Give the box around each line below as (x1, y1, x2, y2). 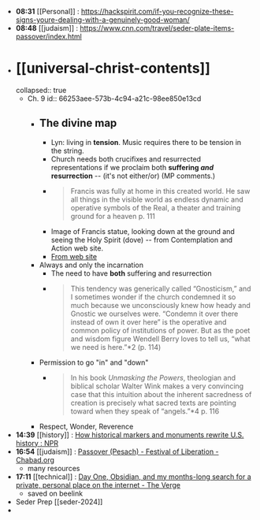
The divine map (39, 117, 117, 130)
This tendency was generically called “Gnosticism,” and (70, 284, 251, 293)
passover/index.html (15, 32, 83, 41)
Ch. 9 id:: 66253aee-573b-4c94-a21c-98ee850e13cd (27, 94, 202, 103)
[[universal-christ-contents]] (15, 59, 210, 77)
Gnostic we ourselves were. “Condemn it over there (70, 309, 239, 318)
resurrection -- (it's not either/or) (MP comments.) (50, 171, 216, 180)
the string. (50, 146, 84, 155)
